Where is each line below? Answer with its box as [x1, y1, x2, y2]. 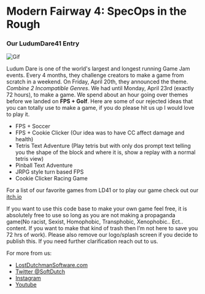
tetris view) [15, 155, 44, 163]
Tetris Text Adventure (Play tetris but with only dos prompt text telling [15, 142, 191, 150]
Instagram [15, 274, 41, 282]
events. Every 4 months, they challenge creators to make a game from [6, 72, 184, 79]
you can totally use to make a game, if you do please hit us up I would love [6, 104, 195, 112]
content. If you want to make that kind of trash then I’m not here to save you [6, 225, 198, 232]
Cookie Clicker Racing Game [15, 175, 88, 182]
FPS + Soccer [15, 123, 50, 130]
